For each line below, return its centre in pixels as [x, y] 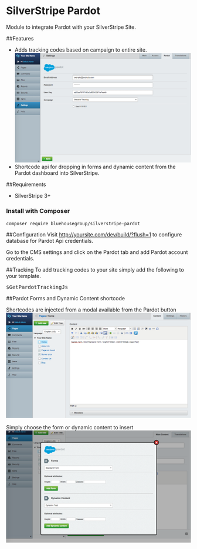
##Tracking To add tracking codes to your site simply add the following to [95, 270]
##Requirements [26, 184]
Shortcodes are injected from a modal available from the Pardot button [91, 310]
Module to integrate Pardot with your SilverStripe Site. [71, 27]
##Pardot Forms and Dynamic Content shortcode [65, 299]
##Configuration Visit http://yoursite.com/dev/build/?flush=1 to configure [94, 235]
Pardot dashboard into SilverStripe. [57, 173]
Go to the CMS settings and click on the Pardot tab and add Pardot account [97, 252]
